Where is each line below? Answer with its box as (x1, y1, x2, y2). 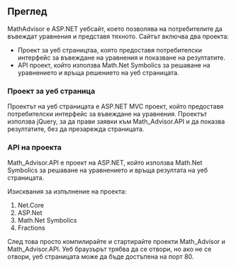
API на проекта (7, 143, 62, 152)
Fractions (17, 223, 45, 233)
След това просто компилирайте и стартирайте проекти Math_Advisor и (7, 238, 225, 246)
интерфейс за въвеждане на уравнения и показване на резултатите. (17, 53, 225, 62)
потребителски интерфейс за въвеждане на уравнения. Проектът (7, 110, 208, 118)
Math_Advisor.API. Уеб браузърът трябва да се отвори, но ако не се (7, 245, 212, 254)
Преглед (7, 6, 47, 18)
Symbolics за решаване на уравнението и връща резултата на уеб (7, 166, 208, 174)
